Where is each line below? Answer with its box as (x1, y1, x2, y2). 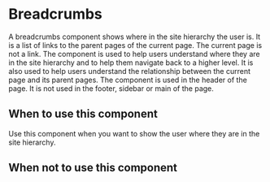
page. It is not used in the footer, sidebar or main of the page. (8, 83, 214, 93)
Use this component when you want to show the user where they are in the (8, 128, 260, 138)
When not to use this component (8, 161, 177, 175)
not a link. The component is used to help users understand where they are (8, 49, 260, 58)
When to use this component (8, 107, 159, 121)
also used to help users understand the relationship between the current (8, 66, 250, 76)
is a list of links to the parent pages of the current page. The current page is (8, 40, 263, 50)
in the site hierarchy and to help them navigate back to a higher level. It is (8, 58, 254, 67)
